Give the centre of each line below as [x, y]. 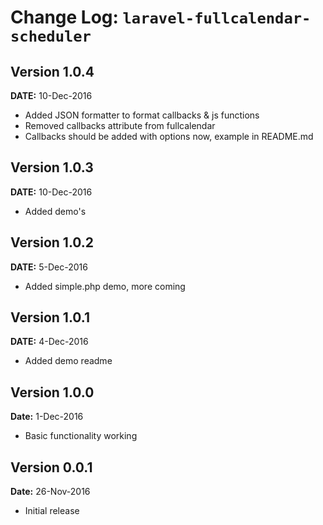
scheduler [51, 36]
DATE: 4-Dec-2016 [49, 342]
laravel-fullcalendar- [217, 18]
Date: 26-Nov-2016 [50, 492]
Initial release [52, 511]
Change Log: [64, 17]
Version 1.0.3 [52, 167]
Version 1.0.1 [50, 317]
